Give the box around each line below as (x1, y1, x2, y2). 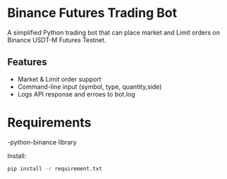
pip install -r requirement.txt (7, 165, 102, 172)
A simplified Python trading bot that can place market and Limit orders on (7, 28, 221, 37)
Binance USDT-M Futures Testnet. (7, 35, 106, 44)
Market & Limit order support (17, 75, 102, 83)
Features (7, 56, 47, 68)
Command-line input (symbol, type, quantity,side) (17, 82, 162, 91)
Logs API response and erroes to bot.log (17, 89, 135, 98)
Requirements (7, 114, 92, 130)
